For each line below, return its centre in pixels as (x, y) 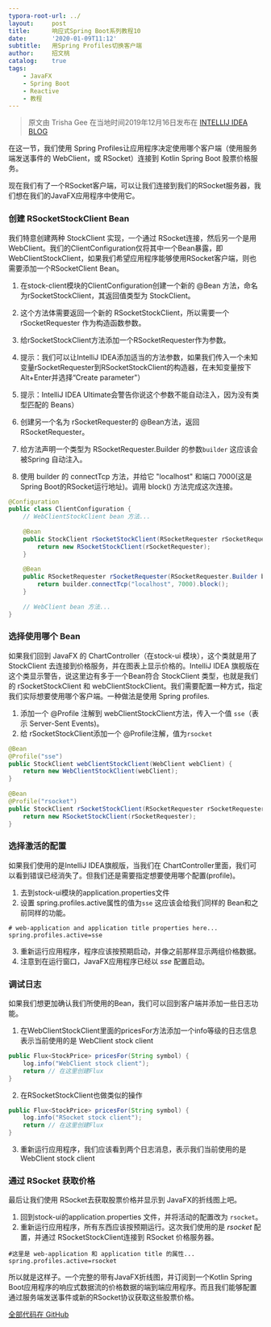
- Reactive (41, 91)
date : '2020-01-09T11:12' (63, 38)
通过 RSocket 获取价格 (52, 1181)
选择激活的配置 (38, 846)
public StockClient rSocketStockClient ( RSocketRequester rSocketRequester (137, 809)
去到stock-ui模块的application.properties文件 (95, 892)
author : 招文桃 (39, 53)
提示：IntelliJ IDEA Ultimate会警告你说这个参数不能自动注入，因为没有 (136, 394)
